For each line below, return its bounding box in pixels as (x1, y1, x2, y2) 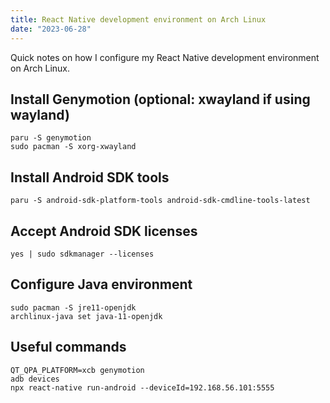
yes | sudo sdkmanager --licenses (10, 249, 155, 259)
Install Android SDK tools (10, 169, 170, 186)
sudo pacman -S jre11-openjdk (10, 302, 137, 313)
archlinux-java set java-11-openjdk (10, 311, 163, 321)
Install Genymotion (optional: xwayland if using (10, 91, 311, 108)
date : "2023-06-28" (10, 24, 92, 34)
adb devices (10, 374, 60, 384)
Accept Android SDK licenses (10, 222, 198, 240)
